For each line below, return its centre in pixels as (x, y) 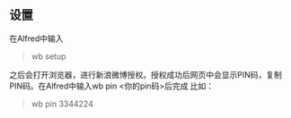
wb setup (48, 56)
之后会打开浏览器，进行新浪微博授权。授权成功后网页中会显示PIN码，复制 (146, 74)
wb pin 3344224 (62, 104)
